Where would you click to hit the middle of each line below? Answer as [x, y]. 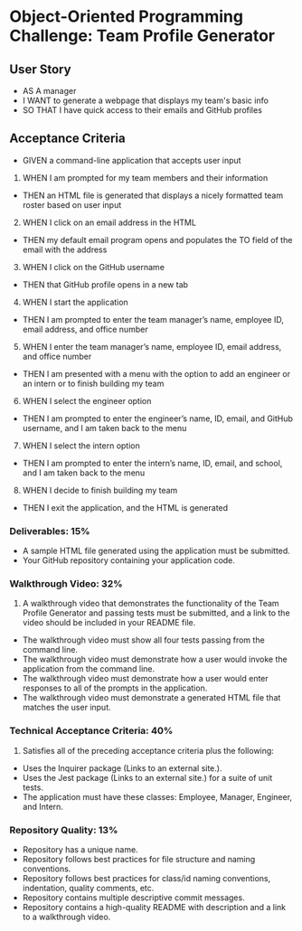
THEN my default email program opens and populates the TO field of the [157, 240]
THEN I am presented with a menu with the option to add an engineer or [156, 373]
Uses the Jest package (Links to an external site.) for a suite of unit [147, 777]
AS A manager [49, 91]
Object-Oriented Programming [127, 17]
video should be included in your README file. [109, 623]
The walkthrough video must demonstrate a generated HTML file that [151, 698]
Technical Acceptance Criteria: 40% [91, 731]
